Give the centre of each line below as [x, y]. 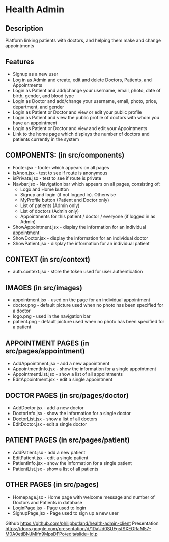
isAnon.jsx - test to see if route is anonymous [60, 173]
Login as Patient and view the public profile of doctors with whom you [86, 117]
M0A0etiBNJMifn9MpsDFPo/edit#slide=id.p [51, 534]
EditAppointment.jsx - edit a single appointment [63, 380]
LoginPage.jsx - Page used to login [49, 508]
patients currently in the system [46, 139]
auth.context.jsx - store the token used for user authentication [78, 272]
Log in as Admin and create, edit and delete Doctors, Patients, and [82, 80]
